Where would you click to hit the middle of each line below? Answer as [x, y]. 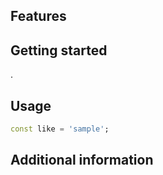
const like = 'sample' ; [60, 129]
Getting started [59, 50]
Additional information [82, 160]
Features [38, 16]
